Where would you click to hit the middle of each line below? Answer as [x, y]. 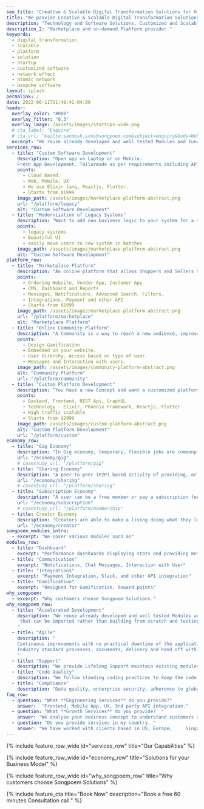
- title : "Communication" [45, 559]
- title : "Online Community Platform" [61, 328]
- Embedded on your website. [59, 350]
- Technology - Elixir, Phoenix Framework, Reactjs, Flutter [101, 407]
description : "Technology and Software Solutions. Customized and [92, 23]
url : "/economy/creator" [49, 526]
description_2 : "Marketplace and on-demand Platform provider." [89, 29]
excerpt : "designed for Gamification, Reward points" [87, 587]
